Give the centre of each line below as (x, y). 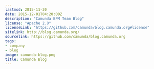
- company (15, 46)
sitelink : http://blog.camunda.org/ (42, 32)
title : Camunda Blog (26, 59)
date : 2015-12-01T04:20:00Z (34, 14)
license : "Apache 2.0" (28, 23)
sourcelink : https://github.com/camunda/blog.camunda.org (65, 37)
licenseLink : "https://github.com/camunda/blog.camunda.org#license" (77, 28)
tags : (11, 41)
